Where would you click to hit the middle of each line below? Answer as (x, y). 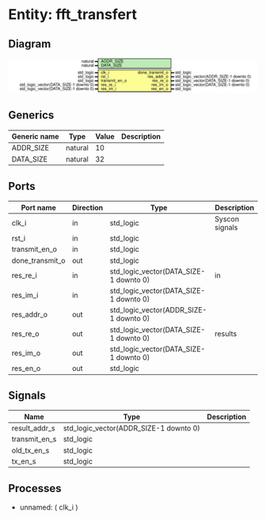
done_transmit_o (38, 260)
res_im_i (25, 295)
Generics (31, 115)
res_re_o (25, 334)
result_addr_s (33, 428)
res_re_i (24, 275)
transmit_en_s (34, 439)
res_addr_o (30, 314)
